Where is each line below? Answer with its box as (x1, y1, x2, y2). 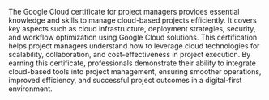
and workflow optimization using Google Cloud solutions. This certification (8, 32, 258, 42)
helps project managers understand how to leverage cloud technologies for (8, 41, 260, 51)
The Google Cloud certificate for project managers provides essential (8, 7, 240, 16)
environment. (8, 84, 53, 94)
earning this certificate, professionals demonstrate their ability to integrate (8, 58, 257, 68)
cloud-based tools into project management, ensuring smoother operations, (8, 67, 262, 76)
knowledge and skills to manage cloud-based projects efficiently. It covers (8, 15, 257, 25)
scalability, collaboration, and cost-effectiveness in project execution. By (8, 50, 251, 59)
